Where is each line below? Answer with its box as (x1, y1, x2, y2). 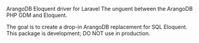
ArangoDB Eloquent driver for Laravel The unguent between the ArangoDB (6, 5, 193, 12)
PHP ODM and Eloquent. (6, 12, 68, 19)
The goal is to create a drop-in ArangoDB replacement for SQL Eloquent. (6, 24, 188, 30)
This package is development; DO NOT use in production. (6, 30, 150, 37)
